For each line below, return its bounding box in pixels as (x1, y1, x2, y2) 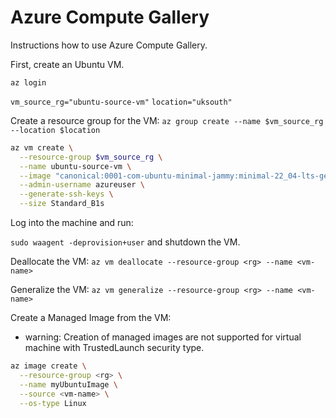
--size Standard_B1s (19, 199, 105, 209)
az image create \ (10, 361, 87, 371)
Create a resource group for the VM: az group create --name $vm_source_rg (10, 114, 324, 126)
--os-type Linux (19, 398, 87, 408)
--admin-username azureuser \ (19, 180, 145, 190)
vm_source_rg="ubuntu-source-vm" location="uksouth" (10, 97, 233, 107)
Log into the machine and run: (10, 217, 134, 229)
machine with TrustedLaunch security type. (24, 342, 205, 354)
